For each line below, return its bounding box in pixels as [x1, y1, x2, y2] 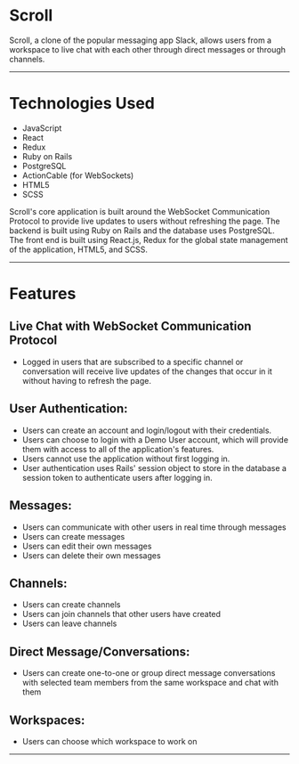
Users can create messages [21, 531, 125, 541]
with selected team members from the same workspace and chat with [21, 678, 279, 688]
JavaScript [21, 122, 62, 134]
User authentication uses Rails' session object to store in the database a [21, 462, 287, 473]
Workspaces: [9, 712, 85, 727]
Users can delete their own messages [21, 549, 162, 561]
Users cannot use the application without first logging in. [21, 453, 230, 464]
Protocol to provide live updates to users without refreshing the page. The [9, 215, 280, 226]
